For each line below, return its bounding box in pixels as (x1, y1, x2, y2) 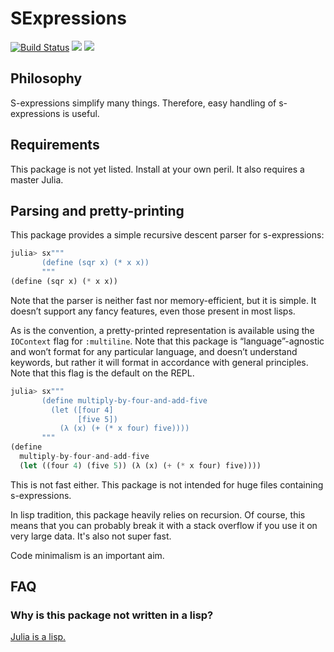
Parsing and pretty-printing (10, 202, 185, 219)
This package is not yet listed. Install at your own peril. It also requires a (10, 163, 305, 175)
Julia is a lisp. (10, 631, 67, 643)
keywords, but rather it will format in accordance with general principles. (10, 356, 309, 368)
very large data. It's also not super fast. (10, 530, 172, 542)
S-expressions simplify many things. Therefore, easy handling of (10, 97, 277, 109)
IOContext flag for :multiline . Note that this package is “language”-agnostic (10, 335, 325, 347)
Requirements (10, 137, 100, 154)
